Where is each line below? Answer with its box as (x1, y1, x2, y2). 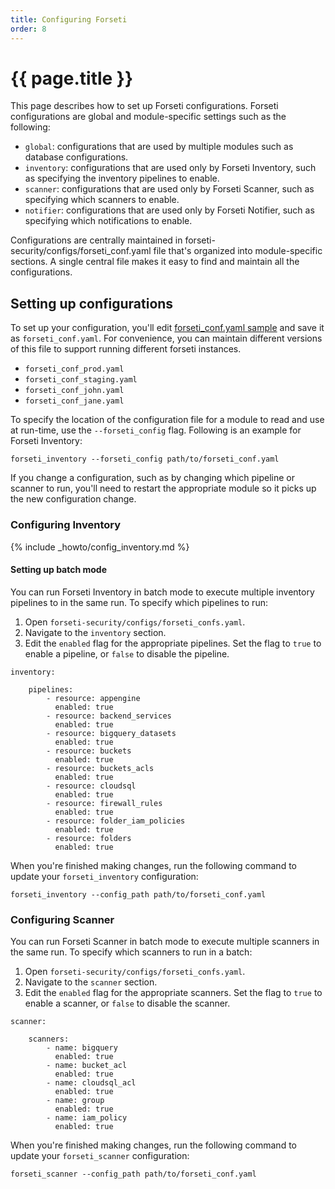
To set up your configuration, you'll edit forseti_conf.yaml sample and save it (10, 322, 325, 334)
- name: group (46, 1096, 105, 1106)
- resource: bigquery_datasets (46, 728, 177, 738)
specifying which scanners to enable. (24, 194, 180, 206)
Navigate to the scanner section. (24, 976, 158, 988)
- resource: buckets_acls (46, 763, 155, 773)
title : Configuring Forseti (10, 14, 128, 25)
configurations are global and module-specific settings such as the (10, 111, 287, 123)
